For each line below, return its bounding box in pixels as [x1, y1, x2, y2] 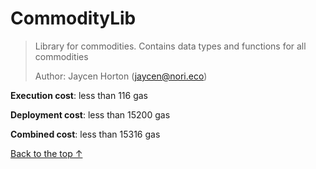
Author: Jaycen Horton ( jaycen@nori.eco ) [34, 70, 208, 82]
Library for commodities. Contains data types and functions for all [34, 40, 307, 52]
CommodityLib [10, 7, 137, 30]
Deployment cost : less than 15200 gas [10, 108, 171, 121]
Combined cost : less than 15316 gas [10, 128, 161, 140]
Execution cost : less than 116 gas [10, 89, 148, 101]
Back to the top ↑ [10, 147, 83, 159]
